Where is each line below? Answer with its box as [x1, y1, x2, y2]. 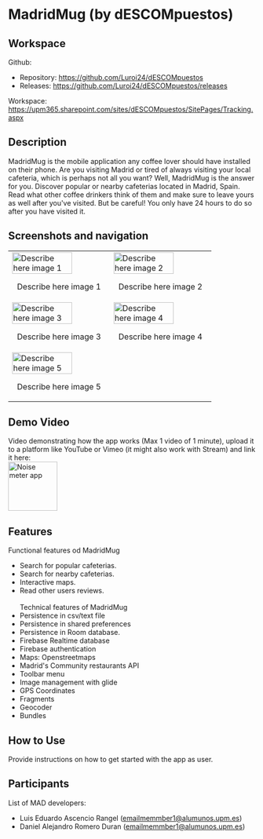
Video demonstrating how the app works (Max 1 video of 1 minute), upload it [8, 436, 254, 446]
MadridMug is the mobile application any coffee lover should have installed [8, 156, 251, 166]
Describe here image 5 [16, 381, 101, 392]
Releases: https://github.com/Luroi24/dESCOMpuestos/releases [19, 81, 228, 90]
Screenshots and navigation [8, 229, 149, 243]
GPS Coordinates [19, 686, 76, 695]
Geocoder [19, 702, 53, 712]
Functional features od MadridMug [8, 545, 120, 555]
